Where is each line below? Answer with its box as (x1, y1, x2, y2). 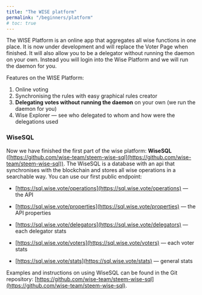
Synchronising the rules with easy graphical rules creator (15, 92, 158, 100)
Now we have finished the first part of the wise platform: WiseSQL (6, 147, 172, 154)
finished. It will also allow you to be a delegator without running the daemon (6, 50, 195, 57)
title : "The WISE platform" (6, 8, 77, 15)
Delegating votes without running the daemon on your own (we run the (15, 99, 196, 106)
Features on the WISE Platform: (6, 74, 85, 82)
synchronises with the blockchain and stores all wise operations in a (6, 166, 176, 173)
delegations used (15, 118, 59, 125)
